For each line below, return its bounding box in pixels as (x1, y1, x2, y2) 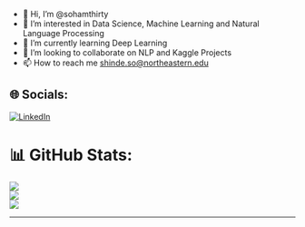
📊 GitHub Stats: (9, 145, 133, 165)
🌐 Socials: (9, 87, 69, 103)
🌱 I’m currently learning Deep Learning (22, 37, 168, 48)
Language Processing (22, 28, 104, 38)
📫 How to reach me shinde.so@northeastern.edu (22, 57, 209, 68)
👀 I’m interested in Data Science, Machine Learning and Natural (22, 18, 261, 29)
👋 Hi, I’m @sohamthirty (22, 9, 109, 19)
